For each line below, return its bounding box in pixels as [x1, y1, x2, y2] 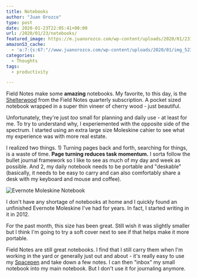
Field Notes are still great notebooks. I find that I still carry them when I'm [6, 246, 184, 253]
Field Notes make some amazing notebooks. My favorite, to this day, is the [6, 90, 187, 97]
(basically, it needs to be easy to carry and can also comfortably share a [6, 169, 181, 177]
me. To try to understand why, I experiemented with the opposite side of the [6, 120, 189, 127]
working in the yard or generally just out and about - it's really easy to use [6, 253, 185, 260]
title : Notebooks [6, 8, 49, 15]
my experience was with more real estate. [6, 133, 107, 140]
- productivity [11, 69, 49, 75]
